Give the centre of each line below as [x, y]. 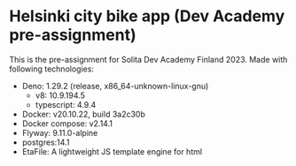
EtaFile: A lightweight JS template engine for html [112, 151]
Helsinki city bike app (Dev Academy [147, 16]
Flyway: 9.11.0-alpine [60, 132]
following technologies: [52, 69]
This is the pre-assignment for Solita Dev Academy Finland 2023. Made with [148, 59]
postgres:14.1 [46, 142]
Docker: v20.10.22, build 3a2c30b [84, 114]
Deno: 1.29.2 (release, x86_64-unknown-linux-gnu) [115, 86]
